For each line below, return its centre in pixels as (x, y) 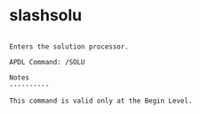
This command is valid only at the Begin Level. (101, 101)
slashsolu (46, 15)
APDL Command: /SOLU (48, 62)
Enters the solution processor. (69, 46)
